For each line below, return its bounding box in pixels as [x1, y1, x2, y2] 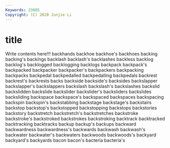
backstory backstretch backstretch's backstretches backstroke [5, 110, 139, 116]
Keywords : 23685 [5, 7, 40, 13]
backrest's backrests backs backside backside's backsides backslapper [5, 78, 158, 84]
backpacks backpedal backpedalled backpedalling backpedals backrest [5, 72, 157, 79]
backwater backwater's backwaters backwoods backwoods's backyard [5, 132, 157, 138]
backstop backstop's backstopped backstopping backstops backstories [5, 105, 157, 111]
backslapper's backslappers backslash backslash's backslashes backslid [5, 83, 160, 90]
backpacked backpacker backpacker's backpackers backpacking [5, 67, 144, 73]
